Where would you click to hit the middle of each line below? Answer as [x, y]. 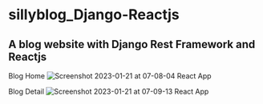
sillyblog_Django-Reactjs [94, 15]
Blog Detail [26, 91]
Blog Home [27, 76]
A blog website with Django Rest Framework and [132, 44]
